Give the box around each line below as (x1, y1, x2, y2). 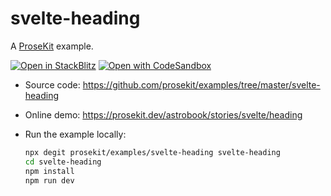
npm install (24, 166, 75, 176)
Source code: (24, 78, 81, 91)
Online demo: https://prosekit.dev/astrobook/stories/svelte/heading (24, 108, 303, 121)
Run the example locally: (24, 128, 127, 140)
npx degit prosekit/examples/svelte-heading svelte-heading (24, 147, 281, 157)
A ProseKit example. (10, 40, 94, 52)
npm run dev (24, 175, 75, 186)
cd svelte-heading (24, 157, 102, 167)
